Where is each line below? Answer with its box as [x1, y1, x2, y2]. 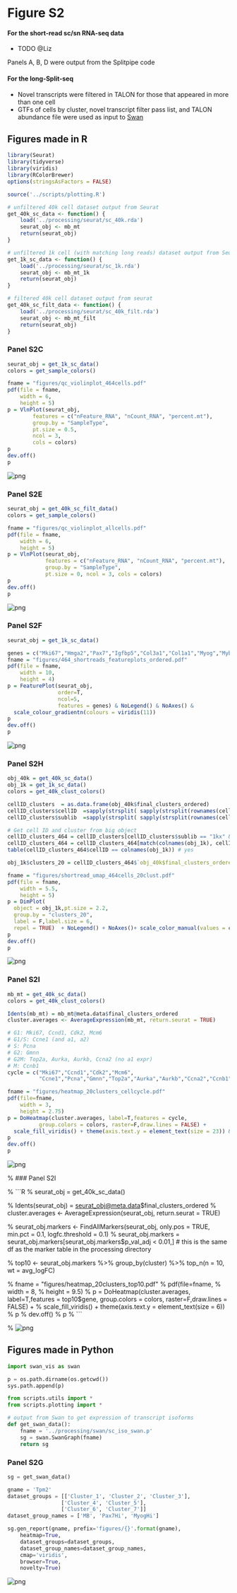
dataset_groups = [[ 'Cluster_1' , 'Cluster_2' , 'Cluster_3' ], [7, 1493, 191, 1500]
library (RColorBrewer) [7, 172, 74, 179]
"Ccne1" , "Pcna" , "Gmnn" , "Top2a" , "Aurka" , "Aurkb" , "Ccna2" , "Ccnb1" [38, 1075, 232, 1083]
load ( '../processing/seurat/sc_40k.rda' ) [20, 217, 143, 224]
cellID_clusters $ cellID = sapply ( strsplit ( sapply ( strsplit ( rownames [7, 807, 217, 815]
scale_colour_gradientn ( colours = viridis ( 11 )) [13, 708, 157, 716]
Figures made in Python [7, 1344, 114, 1356]
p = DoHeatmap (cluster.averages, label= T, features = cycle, [7, 1114, 188, 1121]
